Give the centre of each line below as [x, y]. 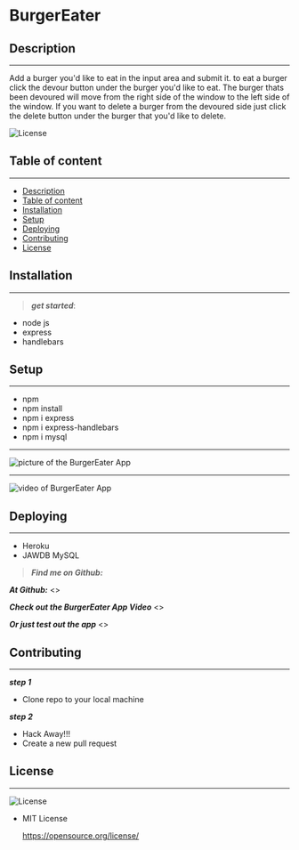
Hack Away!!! [46, 734]
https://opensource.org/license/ [81, 835]
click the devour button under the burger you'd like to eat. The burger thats [147, 87]
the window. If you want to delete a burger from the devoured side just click [148, 106]
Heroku [36, 546]
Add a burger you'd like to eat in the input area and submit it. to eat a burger [148, 78]
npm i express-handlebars [70, 427]
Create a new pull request [69, 743]
